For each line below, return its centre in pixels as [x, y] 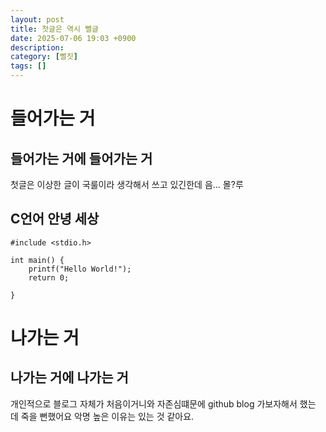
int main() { [37, 260]
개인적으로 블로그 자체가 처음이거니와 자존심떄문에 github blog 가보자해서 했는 [163, 403]
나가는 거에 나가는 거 [69, 377]
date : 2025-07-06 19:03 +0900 [73, 38]
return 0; [49, 277]
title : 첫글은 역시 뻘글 [55, 29]
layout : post [37, 19]
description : [37, 47]
